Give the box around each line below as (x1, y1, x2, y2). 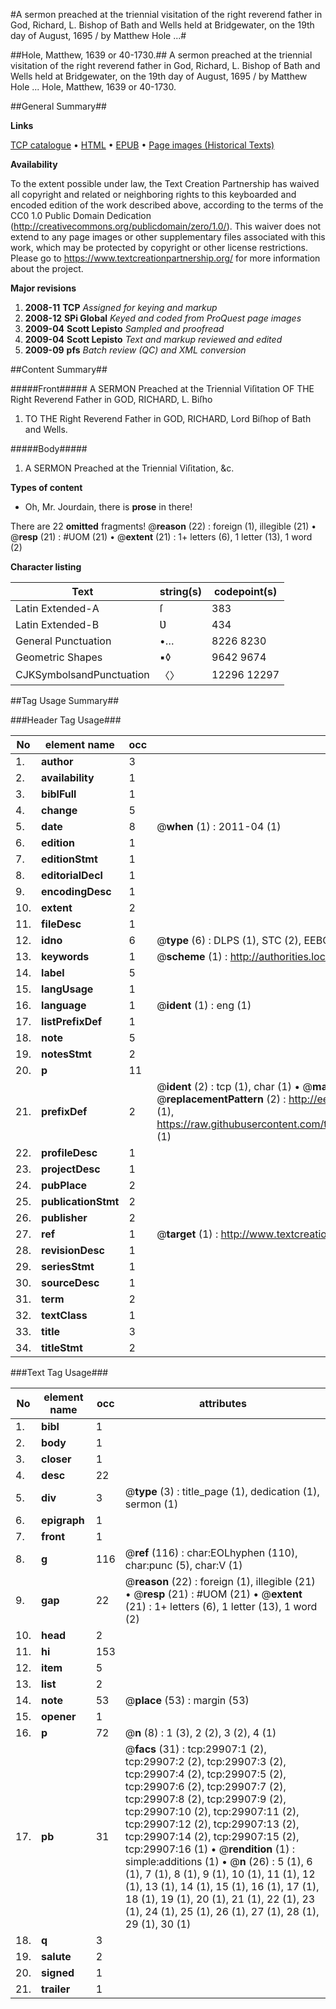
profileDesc (41, 1146, 98, 1159)
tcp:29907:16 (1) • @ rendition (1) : (124, 1842, 296, 1856)
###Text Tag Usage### (10, 1367, 109, 1378)
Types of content (10, 482, 83, 493)
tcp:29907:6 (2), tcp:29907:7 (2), (124, 1780, 287, 1793)
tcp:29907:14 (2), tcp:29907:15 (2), (124, 1830, 300, 1843)
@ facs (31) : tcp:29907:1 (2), (124, 1742, 267, 1756)
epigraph (41, 1514, 85, 1527)
